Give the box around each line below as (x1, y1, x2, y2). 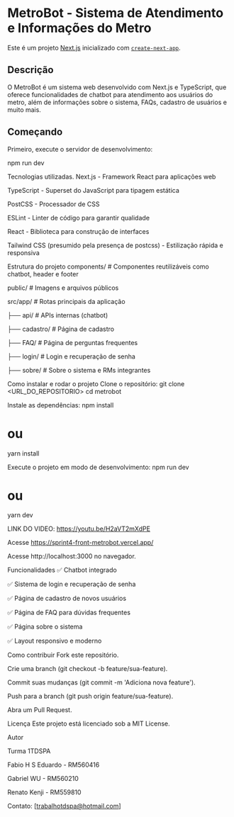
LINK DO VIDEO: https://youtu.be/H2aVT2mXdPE (7, 524, 151, 533)
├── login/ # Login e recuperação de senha (7, 352, 136, 361)
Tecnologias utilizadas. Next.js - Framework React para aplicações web (7, 172, 216, 181)
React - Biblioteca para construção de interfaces (7, 227, 150, 235)
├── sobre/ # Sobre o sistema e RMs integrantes (7, 366, 151, 374)
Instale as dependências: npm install (7, 400, 114, 409)
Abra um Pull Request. (7, 706, 72, 714)
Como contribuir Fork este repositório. (7, 650, 119, 660)
